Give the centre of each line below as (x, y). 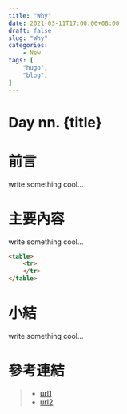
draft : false (30, 30)
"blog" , (35, 75)
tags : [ (21, 61)
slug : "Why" (28, 38)
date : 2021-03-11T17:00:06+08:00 (64, 23)
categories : (28, 46)
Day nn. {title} (55, 122)
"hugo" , (35, 68)
